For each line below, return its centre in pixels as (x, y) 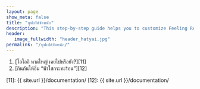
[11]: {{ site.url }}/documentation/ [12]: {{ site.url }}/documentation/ (87, 80)
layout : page (22, 12)
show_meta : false (28, 17)
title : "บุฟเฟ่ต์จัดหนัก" (30, 23)
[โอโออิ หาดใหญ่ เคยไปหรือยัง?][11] (50, 61)
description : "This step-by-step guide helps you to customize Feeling (97, 28)
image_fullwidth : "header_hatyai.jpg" (62, 39)
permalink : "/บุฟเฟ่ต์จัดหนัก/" (38, 45)
